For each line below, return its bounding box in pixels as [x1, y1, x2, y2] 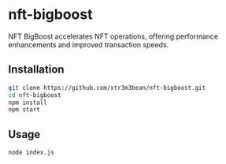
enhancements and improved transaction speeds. [8, 39, 169, 49]
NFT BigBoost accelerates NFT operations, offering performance [8, 32, 219, 41]
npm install [8, 99, 47, 106]
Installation [8, 63, 65, 76]
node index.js [8, 148, 55, 157]
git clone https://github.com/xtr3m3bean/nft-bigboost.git [8, 84, 206, 91]
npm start [8, 106, 41, 114]
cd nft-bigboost [8, 91, 61, 99]
